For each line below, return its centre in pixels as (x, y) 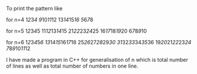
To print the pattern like (34, 8)
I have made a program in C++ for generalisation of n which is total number (97, 60)
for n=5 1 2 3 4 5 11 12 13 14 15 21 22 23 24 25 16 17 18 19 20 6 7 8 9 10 (76, 31)
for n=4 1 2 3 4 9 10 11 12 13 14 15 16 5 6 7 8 (50, 20)
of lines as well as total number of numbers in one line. (72, 66)
